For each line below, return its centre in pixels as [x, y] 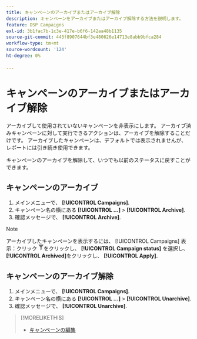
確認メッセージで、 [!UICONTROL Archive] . [68, 218]
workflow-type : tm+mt [33, 43]
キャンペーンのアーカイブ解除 [60, 276]
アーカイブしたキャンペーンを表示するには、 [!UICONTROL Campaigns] [93, 241]
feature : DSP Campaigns [35, 25]
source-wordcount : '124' [36, 50]
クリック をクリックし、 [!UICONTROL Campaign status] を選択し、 [102, 249]
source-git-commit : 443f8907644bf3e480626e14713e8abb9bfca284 [84, 37]
